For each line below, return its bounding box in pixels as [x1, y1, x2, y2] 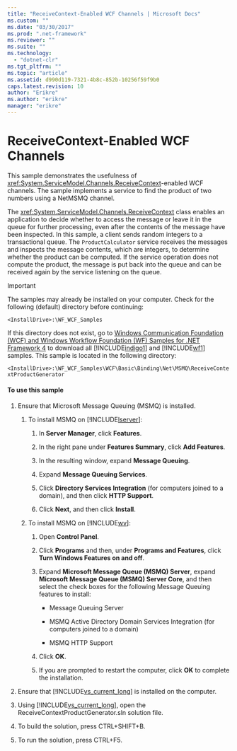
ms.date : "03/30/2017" [7, 23, 74, 30]
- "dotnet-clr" [13, 57, 59, 64]
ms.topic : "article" [7, 69, 69, 76]
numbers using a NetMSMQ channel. [7, 194, 115, 202]
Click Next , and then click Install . [38, 505, 136, 513]
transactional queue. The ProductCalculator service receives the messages [7, 238, 228, 246]
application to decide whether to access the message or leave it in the [7, 215, 212, 223]
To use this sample [7, 386, 64, 395]
